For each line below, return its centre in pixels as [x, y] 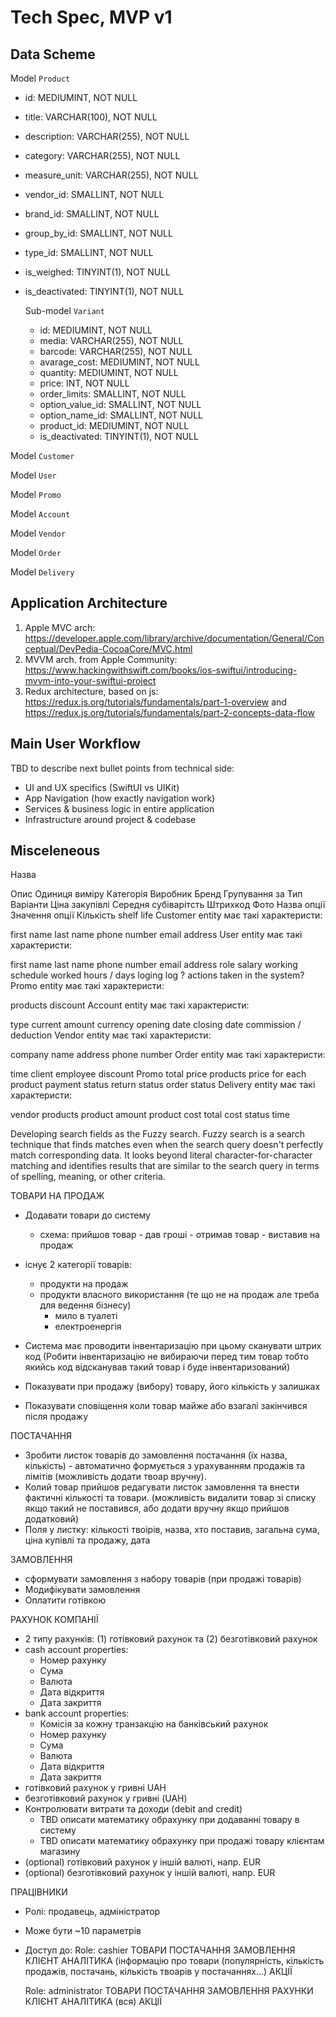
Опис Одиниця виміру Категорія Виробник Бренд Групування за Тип [156, 894]
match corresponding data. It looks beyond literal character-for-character [161, 1155]
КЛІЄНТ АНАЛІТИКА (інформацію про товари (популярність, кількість [174, 1961]
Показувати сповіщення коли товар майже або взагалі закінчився [166, 1406]
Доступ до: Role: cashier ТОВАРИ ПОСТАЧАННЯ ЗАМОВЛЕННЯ [160, 1950]
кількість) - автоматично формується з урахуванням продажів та [165, 1466]
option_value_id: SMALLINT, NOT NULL [120, 404]
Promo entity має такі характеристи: [87, 986]
